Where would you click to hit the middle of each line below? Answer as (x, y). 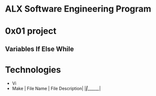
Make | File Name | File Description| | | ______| (56, 88)
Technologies (33, 70)
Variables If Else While (39, 49)
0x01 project (31, 31)
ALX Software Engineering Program (78, 9)
